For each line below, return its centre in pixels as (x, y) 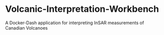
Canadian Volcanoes (27, 28)
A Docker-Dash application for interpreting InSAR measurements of (75, 23)
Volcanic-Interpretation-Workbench (82, 9)
